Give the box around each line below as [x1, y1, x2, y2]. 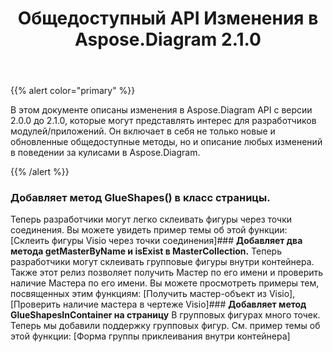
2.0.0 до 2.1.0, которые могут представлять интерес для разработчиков [10, 115, 317, 127]
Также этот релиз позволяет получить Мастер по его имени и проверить [10, 267, 324, 279]
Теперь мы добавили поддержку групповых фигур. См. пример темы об [10, 320, 321, 332]
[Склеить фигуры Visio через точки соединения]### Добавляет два [10, 235, 303, 247]
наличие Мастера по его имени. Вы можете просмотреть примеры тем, [10, 277, 320, 289]
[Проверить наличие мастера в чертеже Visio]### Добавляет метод [10, 298, 307, 311]
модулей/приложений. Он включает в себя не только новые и [10, 125, 276, 137]
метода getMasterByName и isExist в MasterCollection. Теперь [10, 245, 282, 257]
